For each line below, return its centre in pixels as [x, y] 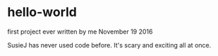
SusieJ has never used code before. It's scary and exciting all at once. [109, 45]
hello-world [42, 12]
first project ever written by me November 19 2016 [80, 31]
